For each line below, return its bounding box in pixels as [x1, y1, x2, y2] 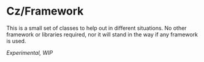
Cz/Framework [6, 4, 84, 18]
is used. [6, 37, 26, 44]
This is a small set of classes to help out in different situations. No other [6, 24, 187, 32]
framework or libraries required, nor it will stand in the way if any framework [6, 30, 198, 38]
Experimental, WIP [6, 49, 53, 56]
